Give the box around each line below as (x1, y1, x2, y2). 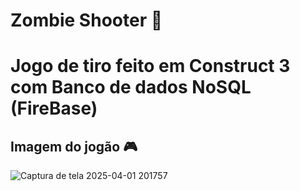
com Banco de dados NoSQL (10, 76, 252, 99)
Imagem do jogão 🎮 (10, 138, 138, 155)
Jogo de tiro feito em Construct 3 (10, 55, 291, 78)
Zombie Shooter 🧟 (10, 9, 163, 32)
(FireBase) (10, 97, 98, 120)
